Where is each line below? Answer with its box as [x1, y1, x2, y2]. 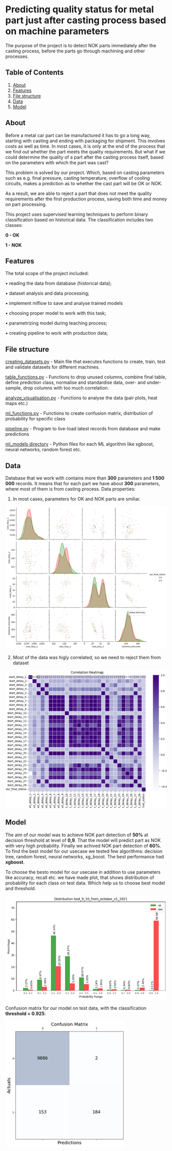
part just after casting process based [5, 14, 166, 26]
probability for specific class [5, 416, 66, 422]
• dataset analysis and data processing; [5, 290, 90, 296]
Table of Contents [5, 68, 64, 77]
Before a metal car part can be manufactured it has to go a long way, [5, 132, 151, 138]
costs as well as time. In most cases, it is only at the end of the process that [5, 143, 165, 149]
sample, [5, 385, 22, 391]
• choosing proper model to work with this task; [5, 310, 106, 316]
